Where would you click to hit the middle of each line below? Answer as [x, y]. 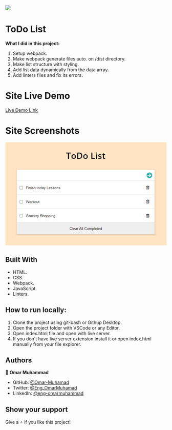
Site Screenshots [42, 131]
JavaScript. [25, 288]
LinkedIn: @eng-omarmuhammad [48, 393]
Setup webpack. [30, 53]
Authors [19, 360]
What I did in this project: [33, 43]
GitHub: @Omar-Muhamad [41, 382]
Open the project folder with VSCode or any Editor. [66, 327]
